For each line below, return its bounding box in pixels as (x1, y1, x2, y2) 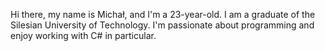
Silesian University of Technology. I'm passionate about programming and (10, 19, 315, 31)
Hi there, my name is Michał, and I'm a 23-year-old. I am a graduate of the (10, 9, 316, 20)
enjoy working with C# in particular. (10, 30, 157, 41)
